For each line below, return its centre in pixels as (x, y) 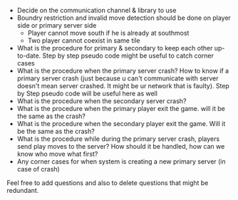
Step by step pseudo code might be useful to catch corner (128, 56)
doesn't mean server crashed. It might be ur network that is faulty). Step (123, 86)
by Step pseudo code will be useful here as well (87, 93)
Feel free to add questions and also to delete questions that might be (108, 183)
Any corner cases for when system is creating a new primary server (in (121, 162)
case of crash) (38, 169)
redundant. (23, 190)
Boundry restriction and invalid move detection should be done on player (124, 18)
